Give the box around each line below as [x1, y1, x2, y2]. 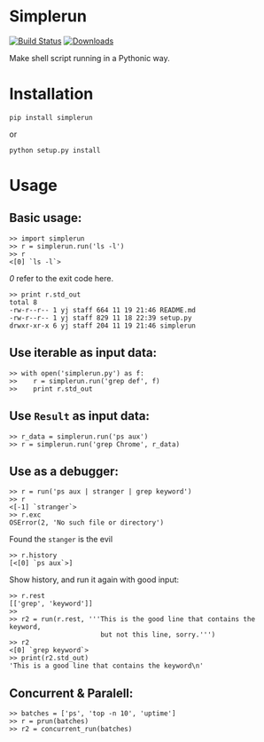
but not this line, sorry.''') [100, 630, 216, 640]
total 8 [9, 297, 38, 307]
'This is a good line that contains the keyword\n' [9, 661, 204, 671]
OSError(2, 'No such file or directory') [9, 518, 165, 527]
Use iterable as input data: [9, 345, 158, 360]
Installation [9, 84, 94, 104]
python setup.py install [9, 146, 101, 154]
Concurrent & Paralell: [9, 685, 134, 700]
